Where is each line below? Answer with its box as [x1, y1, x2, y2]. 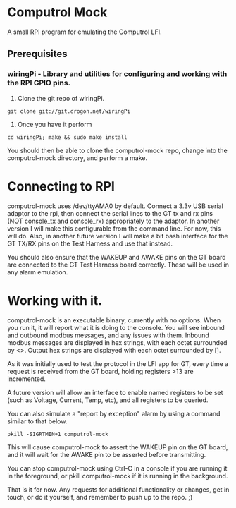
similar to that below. [7, 417, 68, 425]
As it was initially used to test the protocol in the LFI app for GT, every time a [7, 359, 229, 368]
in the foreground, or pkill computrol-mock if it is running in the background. [7, 471, 228, 480]
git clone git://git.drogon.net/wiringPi [7, 107, 131, 115]
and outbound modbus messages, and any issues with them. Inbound [7, 331, 209, 339]
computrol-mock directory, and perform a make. [7, 153, 148, 162]
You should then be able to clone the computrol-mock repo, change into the [7, 146, 228, 155]
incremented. [7, 375, 46, 383]
